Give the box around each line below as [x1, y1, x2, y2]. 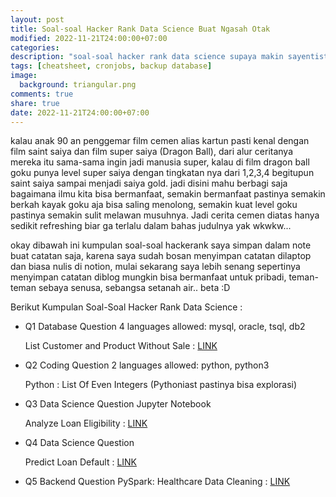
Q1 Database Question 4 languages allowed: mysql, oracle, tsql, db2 [24, 321, 306, 333]
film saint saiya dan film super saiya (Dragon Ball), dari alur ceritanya [10, 146, 294, 158]
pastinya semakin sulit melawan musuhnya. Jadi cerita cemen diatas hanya [10, 209, 320, 221]
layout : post [10, 14, 65, 25]
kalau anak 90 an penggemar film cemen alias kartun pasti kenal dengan [10, 135, 310, 147]
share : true [10, 98, 60, 108]
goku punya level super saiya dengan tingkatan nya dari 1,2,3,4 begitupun [10, 167, 315, 179]
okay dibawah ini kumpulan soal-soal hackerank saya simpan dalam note [10, 239, 312, 251]
